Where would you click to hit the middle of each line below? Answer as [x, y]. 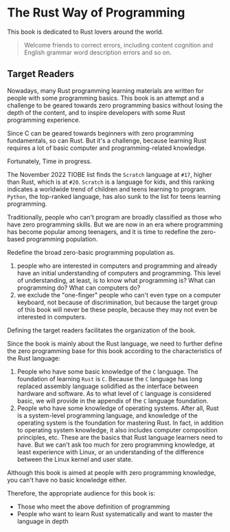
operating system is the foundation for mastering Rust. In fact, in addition [120, 423]
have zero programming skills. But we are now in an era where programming [115, 224]
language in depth [43, 521]
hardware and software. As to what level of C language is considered [114, 393]
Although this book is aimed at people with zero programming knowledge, [112, 472]
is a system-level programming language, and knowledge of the [107, 415]
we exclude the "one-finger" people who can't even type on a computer [119, 295]
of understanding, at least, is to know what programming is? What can [116, 280]
